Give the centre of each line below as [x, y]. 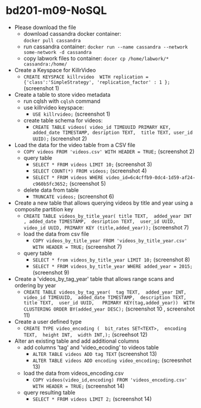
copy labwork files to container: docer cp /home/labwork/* [96, 58]
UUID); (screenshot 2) [60, 138]
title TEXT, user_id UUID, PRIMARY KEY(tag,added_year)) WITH [109, 303]
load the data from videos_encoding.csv [74, 373]
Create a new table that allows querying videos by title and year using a [104, 203]
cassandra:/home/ [45, 64]
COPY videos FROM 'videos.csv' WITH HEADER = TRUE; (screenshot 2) [109, 151]
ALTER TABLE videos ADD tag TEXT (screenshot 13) [95, 354]
